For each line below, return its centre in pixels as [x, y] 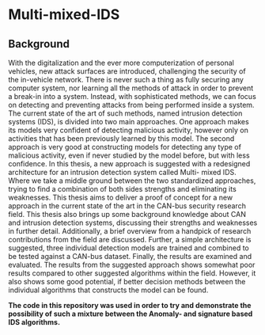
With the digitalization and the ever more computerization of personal [121, 63]
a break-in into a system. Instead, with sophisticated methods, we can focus [132, 96]
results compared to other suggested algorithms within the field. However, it [132, 273]
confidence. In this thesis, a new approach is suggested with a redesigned [129, 164]
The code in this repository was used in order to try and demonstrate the [130, 305]
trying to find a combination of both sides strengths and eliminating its [123, 189]
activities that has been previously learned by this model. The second [121, 139]
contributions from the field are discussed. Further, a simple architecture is [130, 240]
